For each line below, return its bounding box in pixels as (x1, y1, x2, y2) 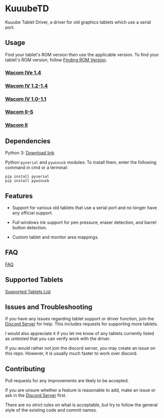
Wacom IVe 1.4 (5, 69, 41, 76)
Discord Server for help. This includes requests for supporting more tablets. (5, 321, 159, 327)
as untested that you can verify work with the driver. (5, 336, 110, 341)
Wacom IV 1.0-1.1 (5, 95, 47, 102)
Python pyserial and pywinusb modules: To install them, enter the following (5, 159, 157, 165)
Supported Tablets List (5, 288, 51, 294)
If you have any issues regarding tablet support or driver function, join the (5, 316, 154, 322)
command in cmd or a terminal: (5, 165, 68, 171)
